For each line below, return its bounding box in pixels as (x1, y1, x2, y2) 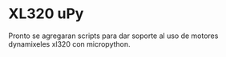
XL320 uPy (8, 5, 84, 23)
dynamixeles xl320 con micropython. (8, 39, 131, 48)
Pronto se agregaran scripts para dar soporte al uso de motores (8, 31, 219, 40)
